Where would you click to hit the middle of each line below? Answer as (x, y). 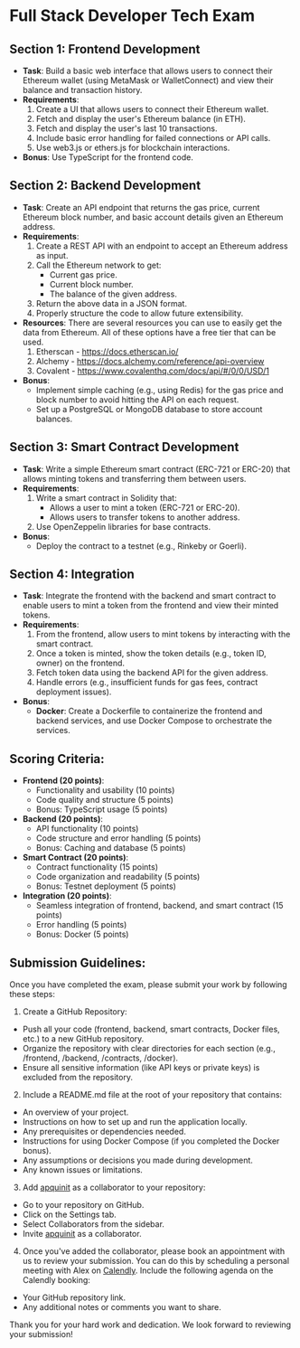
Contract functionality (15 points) (97, 867)
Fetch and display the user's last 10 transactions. (127, 128)
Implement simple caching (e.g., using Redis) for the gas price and (159, 390)
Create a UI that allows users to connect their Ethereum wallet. (152, 109)
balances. (54, 419)
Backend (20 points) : (63, 819)
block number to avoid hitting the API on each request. (137, 400)
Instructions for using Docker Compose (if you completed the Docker (151, 1141)
